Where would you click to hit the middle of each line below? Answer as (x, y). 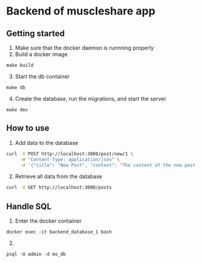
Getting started (36, 33)
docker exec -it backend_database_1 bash (59, 232)
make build (20, 65)
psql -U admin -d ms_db (36, 255)
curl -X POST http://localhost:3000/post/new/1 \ (70, 154)
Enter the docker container (48, 221)
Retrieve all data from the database (59, 177)
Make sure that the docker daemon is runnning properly (84, 48)
